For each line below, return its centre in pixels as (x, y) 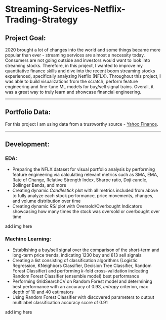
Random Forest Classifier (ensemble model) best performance (76, 276)
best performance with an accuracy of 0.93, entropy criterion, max (80, 286)
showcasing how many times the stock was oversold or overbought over (86, 211)
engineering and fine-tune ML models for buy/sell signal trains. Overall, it (80, 87)
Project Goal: (25, 38)
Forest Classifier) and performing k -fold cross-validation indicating (80, 270)
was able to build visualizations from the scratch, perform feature (72, 81)
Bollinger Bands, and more (39, 185)
